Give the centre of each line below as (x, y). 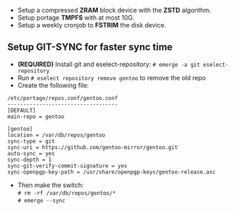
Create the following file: (53, 85)
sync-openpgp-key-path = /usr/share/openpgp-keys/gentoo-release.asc (112, 172)
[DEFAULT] (22, 110)
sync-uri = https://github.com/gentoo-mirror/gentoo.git (93, 147)
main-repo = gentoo (36, 116)
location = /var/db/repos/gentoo (56, 135)
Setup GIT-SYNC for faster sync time (90, 47)
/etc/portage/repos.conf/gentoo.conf (63, 98)
